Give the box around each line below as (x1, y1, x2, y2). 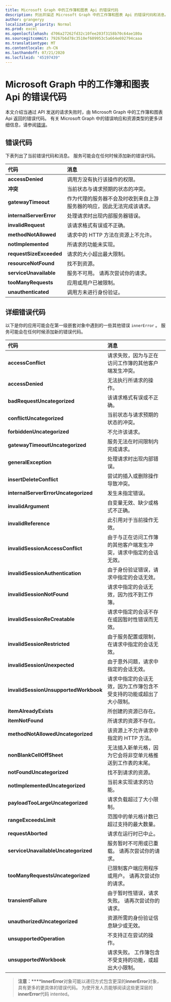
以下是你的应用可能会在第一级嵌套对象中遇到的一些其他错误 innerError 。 (5, 322, 160, 328)
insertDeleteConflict (8, 475, 59, 483)
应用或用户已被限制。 (67, 279, 119, 286)
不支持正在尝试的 (107, 932, 149, 939)
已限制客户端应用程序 (107, 864, 159, 871)
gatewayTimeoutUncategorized (8, 441, 87, 448)
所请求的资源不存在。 (107, 717, 159, 724)
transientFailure (8, 896, 47, 904)
